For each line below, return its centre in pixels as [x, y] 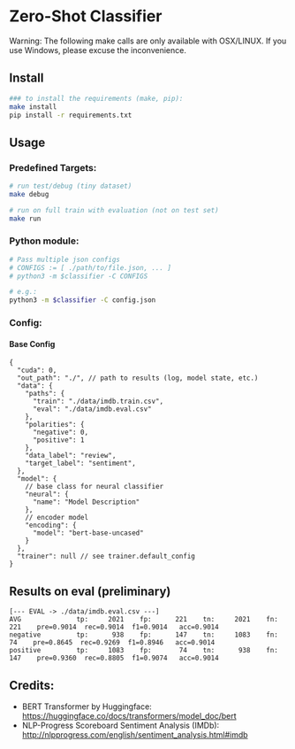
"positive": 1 [59, 440]
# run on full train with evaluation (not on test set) [114, 210]
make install [33, 107]
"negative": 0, [61, 432]
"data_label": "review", [71, 456]
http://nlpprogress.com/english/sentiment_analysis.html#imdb [135, 734]
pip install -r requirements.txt [71, 115]
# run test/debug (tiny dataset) [71, 186]
